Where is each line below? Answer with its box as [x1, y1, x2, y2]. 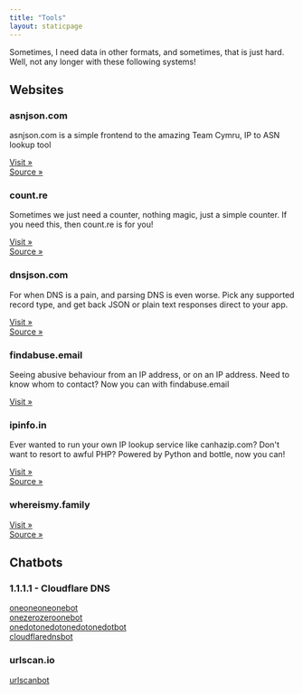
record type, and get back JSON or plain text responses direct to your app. [9, 299, 289, 310]
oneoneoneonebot [9, 603, 79, 614]
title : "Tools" [9, 13, 67, 23]
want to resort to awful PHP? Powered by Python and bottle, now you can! [9, 449, 286, 460]
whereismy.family [9, 499, 90, 511]
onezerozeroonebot [9, 612, 83, 624]
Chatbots [9, 555, 63, 570]
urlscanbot [9, 674, 50, 685]
